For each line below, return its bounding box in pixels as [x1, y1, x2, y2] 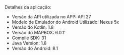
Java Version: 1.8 [11, 40, 47, 46]
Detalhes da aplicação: [4, 4, 52, 10]
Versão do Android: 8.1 [11, 46, 58, 51]
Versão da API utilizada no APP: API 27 [11, 14, 91, 19]
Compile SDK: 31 [11, 35, 46, 41]
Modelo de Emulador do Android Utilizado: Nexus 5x [11, 19, 120, 25]
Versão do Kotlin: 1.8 [11, 24, 54, 30]
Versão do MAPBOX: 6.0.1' [11, 30, 65, 35]
